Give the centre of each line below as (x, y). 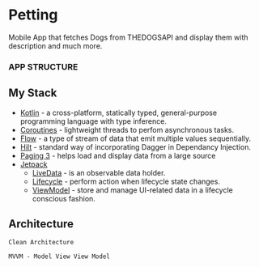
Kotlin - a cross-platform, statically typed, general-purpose (118, 112)
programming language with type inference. (93, 121)
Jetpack (34, 164)
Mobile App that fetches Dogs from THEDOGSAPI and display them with (128, 37)
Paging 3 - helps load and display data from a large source (118, 155)
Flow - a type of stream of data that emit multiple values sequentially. (136, 138)
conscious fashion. (64, 198)
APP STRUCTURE (43, 66)
